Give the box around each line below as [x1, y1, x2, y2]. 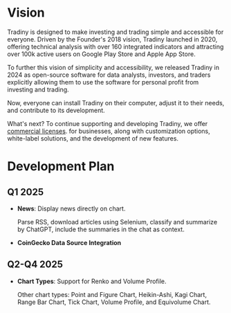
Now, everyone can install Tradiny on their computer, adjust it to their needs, [7, 98, 225, 107]
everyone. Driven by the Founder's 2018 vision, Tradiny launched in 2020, [7, 35, 218, 43]
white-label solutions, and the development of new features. [7, 134, 178, 143]
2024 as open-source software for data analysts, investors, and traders [7, 71, 211, 79]
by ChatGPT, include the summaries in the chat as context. [17, 225, 185, 233]
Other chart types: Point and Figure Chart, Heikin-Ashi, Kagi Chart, [17, 290, 207, 298]
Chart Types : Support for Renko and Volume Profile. [17, 277, 167, 285]
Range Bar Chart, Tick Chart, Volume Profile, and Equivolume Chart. [17, 298, 211, 306]
